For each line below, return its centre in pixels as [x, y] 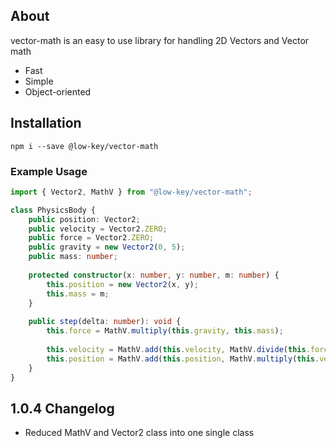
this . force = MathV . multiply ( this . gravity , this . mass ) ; [165, 331]
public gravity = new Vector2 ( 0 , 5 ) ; [107, 247]
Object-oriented [58, 91]
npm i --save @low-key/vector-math [84, 146]
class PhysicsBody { [53, 210]
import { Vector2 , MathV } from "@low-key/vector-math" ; [131, 192]
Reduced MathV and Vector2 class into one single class [139, 433]
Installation [46, 123]
